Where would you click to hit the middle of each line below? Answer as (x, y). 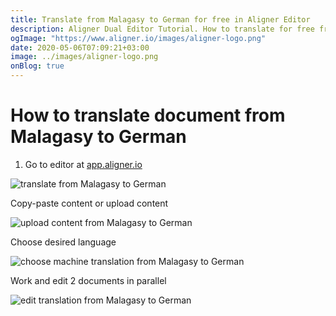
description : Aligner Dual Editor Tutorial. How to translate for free (162, 29)
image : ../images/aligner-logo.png (84, 57)
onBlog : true (37, 66)
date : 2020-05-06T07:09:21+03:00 (80, 47)
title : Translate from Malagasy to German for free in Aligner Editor (160, 19)
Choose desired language (63, 242)
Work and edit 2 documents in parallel (88, 280)
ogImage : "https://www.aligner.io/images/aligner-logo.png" (138, 38)
